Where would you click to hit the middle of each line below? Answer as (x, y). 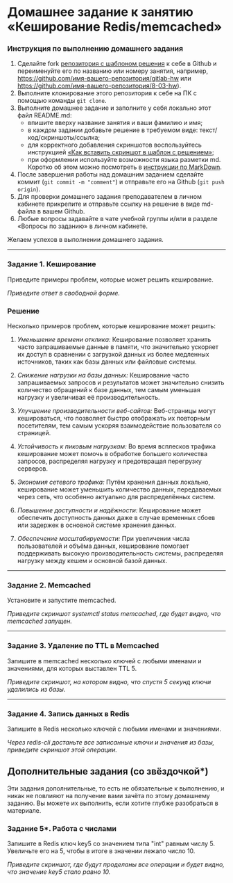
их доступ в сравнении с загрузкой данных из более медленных (113, 355)
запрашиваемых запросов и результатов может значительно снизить (121, 382)
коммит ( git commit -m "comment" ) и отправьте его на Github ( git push (121, 182)
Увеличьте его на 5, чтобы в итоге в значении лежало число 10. (101, 851)
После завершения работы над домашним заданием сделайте (110, 175)
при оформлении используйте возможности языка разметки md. (124, 160)
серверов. (33, 469)
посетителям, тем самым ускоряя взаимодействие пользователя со (119, 426)
